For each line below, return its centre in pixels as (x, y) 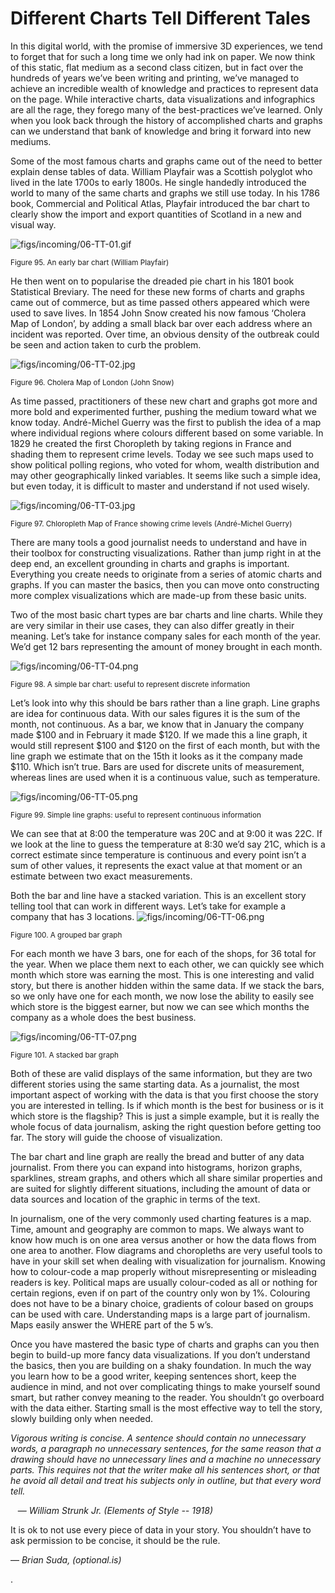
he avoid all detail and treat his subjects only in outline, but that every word (166, 1480)
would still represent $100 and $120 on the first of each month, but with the (165, 745)
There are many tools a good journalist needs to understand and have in (159, 542)
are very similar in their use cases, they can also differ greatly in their (152, 625)
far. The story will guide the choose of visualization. (116, 1137)
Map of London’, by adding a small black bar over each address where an (161, 323)
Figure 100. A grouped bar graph (66, 935)
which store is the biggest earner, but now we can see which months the (160, 1006)
